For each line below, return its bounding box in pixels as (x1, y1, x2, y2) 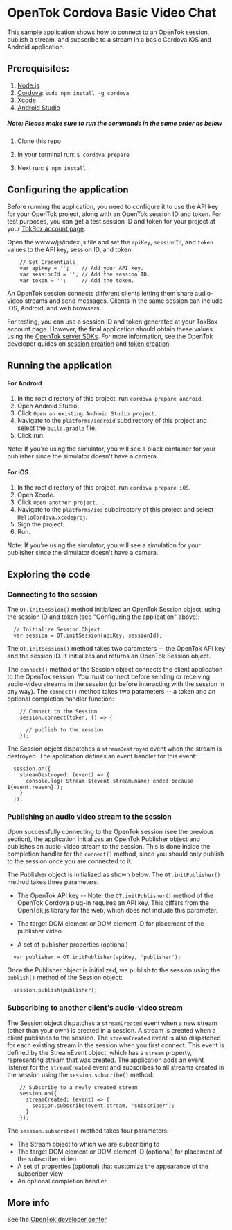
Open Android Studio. (17, 401, 80, 410)
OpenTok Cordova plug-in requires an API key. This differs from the (17, 899, 210, 907)
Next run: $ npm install (17, 163, 87, 172)
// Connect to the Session (19, 708, 98, 715)
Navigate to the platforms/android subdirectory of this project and (17, 417, 208, 425)
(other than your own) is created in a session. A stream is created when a (7, 1026, 216, 1034)
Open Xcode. (17, 491, 55, 499)
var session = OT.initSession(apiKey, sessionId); (13, 632, 163, 640)
